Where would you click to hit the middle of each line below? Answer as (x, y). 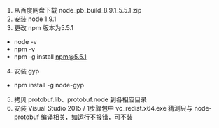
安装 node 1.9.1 (35, 19)
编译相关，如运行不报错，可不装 (87, 117)
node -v (25, 42)
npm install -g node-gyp (49, 85)
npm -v (24, 49)
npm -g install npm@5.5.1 (50, 57)
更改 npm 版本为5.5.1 (43, 28)
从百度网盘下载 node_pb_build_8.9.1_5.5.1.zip (78, 10)
